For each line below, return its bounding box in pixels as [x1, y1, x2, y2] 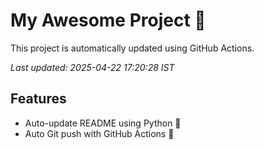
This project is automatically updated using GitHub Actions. [10, 42, 255, 54]
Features [10, 90, 67, 108]
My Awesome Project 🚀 [10, 9, 207, 32]
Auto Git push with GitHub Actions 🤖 [24, 127, 175, 139]
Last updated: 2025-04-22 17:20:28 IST [10, 61, 175, 73]
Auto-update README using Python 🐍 [24, 117, 182, 129]
